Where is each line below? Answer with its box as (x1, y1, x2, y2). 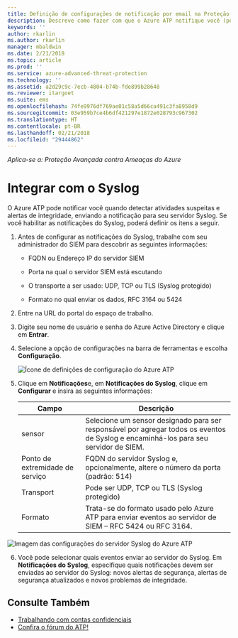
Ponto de (21, 454, 52, 464)
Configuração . (17, 352, 62, 360)
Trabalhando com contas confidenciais (17, 615, 132, 624)
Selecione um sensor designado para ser (84, 416, 222, 426)
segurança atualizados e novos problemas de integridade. (17, 576, 188, 585)
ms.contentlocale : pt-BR (7, 122, 81, 130)
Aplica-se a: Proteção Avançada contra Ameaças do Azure (7, 156, 181, 164)
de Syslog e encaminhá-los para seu (84, 433, 209, 443)
